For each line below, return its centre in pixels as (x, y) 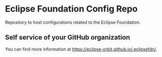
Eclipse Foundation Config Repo (71, 9)
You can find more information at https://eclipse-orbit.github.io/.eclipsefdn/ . (81, 49)
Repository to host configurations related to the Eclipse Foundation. (73, 22)
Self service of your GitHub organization (68, 37)
